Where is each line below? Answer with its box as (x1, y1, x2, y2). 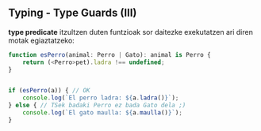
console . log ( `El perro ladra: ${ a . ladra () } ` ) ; (22, 94, 179, 102)
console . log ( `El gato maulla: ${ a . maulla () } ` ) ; (22, 109, 182, 117)
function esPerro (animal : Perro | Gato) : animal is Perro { (8, 51, 212, 58)
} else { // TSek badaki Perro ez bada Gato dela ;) (8, 102, 186, 110)
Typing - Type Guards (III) (8, 6, 137, 20)
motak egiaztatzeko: (8, 36, 75, 45)
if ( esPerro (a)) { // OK (8, 87, 90, 95)
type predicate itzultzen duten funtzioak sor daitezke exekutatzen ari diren (8, 27, 254, 36)
